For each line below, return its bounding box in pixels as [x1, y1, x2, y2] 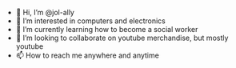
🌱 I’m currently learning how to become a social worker [15, 25, 198, 34]
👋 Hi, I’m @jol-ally [15, 8, 74, 17]
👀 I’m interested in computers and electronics [15, 16, 166, 26]
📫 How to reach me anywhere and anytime [15, 50, 160, 60]
